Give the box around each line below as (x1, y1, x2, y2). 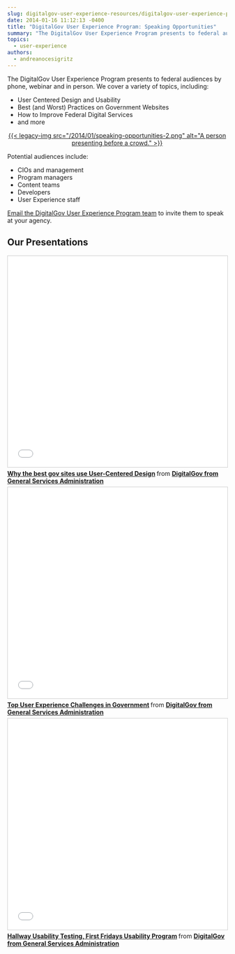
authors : (7, 49, 33, 56)
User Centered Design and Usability (17, 95, 121, 104)
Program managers (17, 173, 73, 181)
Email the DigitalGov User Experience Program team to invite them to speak (7, 208, 225, 217)
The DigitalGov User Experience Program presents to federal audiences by (7, 75, 222, 83)
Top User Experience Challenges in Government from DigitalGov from (7, 700, 213, 709)
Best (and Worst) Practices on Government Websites (17, 102, 169, 111)
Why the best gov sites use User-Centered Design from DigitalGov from (7, 469, 219, 477)
